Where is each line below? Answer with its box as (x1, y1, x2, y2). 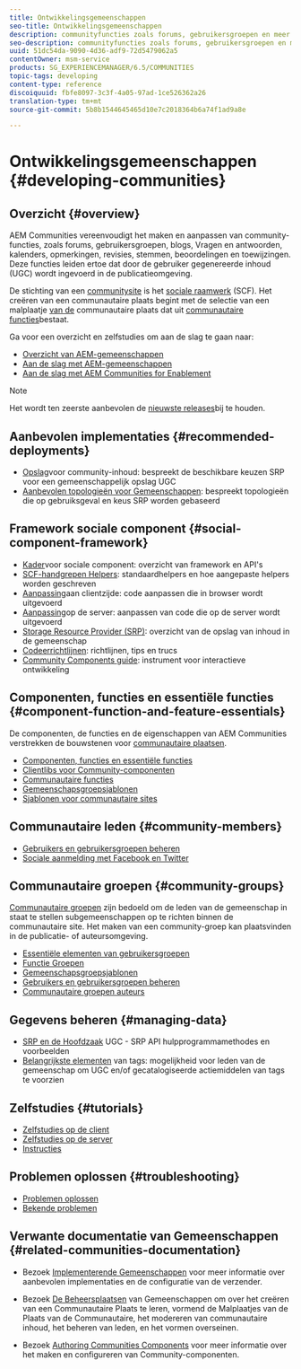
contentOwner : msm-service (9, 55, 110, 64)
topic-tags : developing (9, 72, 99, 81)
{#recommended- (172, 428, 275, 444)
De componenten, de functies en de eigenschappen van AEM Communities (9, 728, 288, 739)
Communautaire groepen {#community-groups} (9, 878, 285, 893)
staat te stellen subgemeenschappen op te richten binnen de (9, 912, 234, 923)
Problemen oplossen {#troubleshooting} (9, 1169, 240, 1185)
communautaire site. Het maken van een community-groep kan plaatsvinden (9, 921, 292, 932)
